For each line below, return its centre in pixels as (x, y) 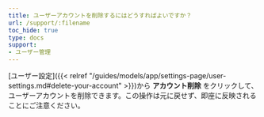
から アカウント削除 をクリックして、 (197, 85)
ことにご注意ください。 (46, 105)
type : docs (26, 38)
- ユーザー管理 (30, 52)
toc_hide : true (33, 30)
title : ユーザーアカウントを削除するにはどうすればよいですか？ (100, 15)
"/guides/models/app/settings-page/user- (158, 75)
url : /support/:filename (49, 23)
